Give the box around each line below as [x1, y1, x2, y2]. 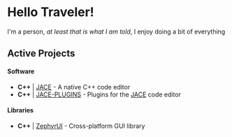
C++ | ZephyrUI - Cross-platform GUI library [17, 122, 145, 130]
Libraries [7, 106, 34, 115]
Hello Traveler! [7, 4, 94, 20]
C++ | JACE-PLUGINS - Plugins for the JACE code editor [17, 90, 182, 99]
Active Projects [7, 48, 75, 59]
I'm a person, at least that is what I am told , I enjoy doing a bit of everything [7, 27, 226, 36]
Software [7, 67, 35, 75]
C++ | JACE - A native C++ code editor [17, 82, 131, 91]
